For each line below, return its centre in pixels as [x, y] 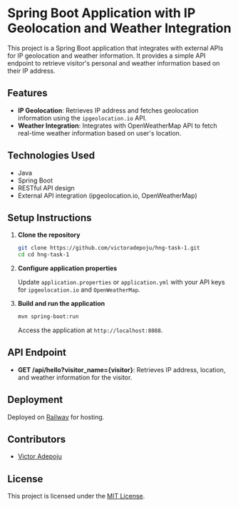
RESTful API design [46, 188]
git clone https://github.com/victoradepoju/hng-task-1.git [109, 248]
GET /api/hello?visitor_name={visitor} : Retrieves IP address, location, [121, 369]
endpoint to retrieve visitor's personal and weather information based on [114, 63]
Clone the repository [49, 235]
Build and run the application [61, 304]
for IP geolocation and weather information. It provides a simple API [107, 56]
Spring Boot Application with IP [102, 13]
